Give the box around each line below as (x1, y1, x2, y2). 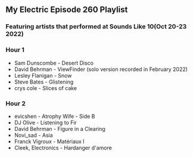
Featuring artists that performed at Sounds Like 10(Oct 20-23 (5, 23, 187, 31)
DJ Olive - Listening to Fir (14, 118, 77, 126)
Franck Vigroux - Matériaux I (14, 137, 85, 145)
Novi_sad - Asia (14, 132, 53, 139)
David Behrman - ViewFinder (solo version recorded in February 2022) (14, 65, 188, 73)
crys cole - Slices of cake (14, 84, 77, 91)
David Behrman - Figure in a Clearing (14, 125, 105, 132)
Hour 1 (5, 46, 25, 54)
